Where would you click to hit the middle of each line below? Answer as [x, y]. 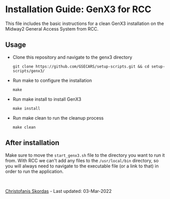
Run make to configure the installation [52, 80]
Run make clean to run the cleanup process [58, 118]
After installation [32, 143]
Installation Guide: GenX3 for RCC [78, 9]
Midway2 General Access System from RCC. [52, 29]
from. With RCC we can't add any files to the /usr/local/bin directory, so [82, 160]
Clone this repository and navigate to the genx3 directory [72, 57]
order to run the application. [35, 171]
